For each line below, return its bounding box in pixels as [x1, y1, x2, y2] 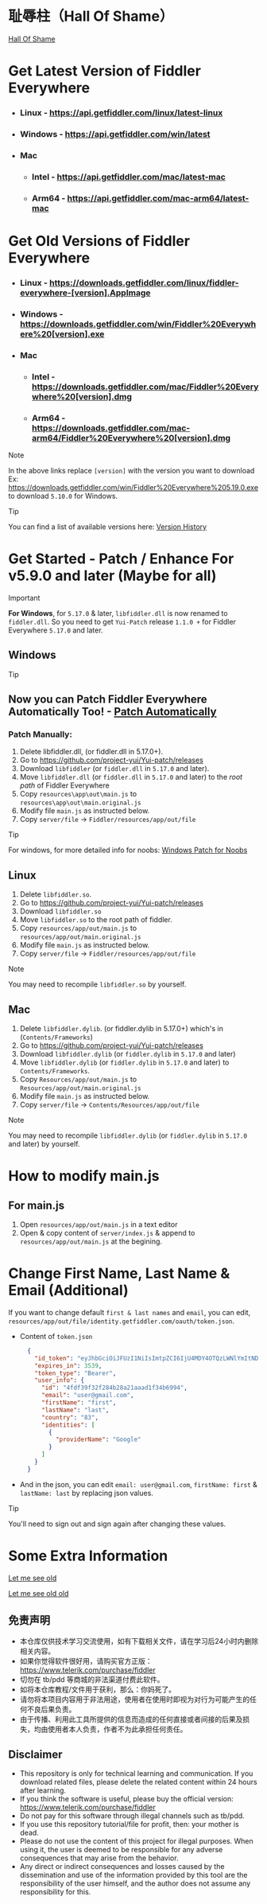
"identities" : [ [41, 1421, 95, 1429]
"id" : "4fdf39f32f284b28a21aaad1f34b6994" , [41, 1384, 188, 1392]
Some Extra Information [8, 1547, 168, 1564]
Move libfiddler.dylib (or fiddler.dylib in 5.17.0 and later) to [19, 1057, 230, 1067]
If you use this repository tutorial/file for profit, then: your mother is [19, 1820, 240, 1829]
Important [8, 593, 41, 602]
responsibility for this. [19, 1887, 91, 1897]
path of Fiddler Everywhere [19, 781, 110, 790]
